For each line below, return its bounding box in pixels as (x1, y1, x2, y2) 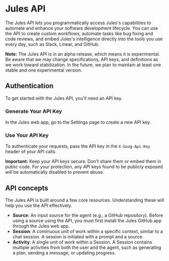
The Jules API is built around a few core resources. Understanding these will (5, 197, 164, 203)
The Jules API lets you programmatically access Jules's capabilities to (5, 20, 151, 26)
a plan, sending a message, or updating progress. (12, 250, 116, 256)
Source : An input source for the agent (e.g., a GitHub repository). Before (12, 213, 163, 219)
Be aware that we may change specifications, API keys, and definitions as (5, 56, 158, 62)
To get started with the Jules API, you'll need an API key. (5, 95, 123, 101)
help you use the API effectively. (5, 202, 72, 208)
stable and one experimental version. (5, 67, 82, 73)
